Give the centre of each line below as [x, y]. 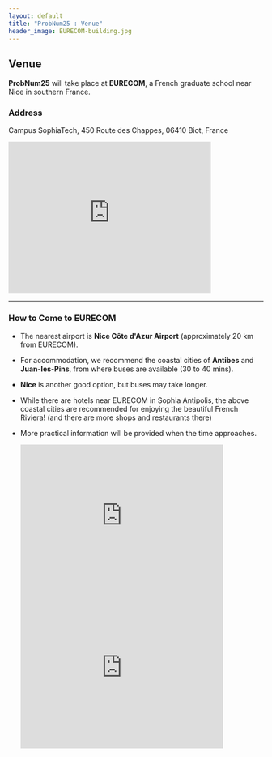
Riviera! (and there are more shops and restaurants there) [116, 417]
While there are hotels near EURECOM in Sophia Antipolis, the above [134, 400]
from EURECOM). [49, 344]
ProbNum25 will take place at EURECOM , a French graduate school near [130, 83]
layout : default [36, 16]
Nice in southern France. [49, 92]
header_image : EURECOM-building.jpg [70, 31]
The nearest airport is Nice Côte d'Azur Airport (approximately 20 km [136, 336]
